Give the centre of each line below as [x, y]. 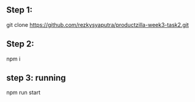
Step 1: [20, 10]
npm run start [24, 93]
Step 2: [20, 44]
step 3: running [36, 78]
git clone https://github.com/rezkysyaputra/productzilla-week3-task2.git [98, 24]
